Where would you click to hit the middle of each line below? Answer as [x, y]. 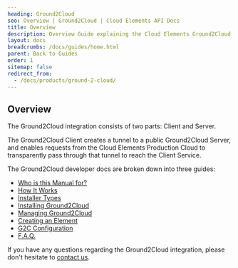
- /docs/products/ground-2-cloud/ [65, 80]
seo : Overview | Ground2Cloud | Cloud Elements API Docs [94, 21]
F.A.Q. [26, 236]
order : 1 [20, 61]
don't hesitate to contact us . [49, 257]
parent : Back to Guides [43, 54]
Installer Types [40, 198]
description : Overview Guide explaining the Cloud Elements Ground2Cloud [119, 34]
